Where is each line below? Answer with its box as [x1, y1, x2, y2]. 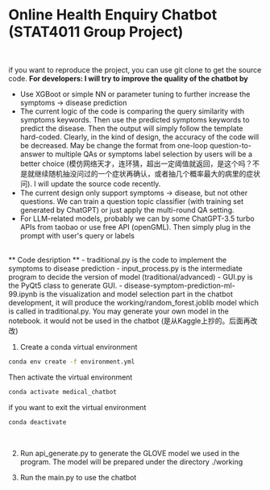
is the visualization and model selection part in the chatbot [39, 289, 234, 299]
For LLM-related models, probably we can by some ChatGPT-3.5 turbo [19, 214, 255, 223]
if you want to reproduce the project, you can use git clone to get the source [8, 64, 262, 74]
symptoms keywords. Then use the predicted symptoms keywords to [19, 114, 250, 124]
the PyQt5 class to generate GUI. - [8, 280, 123, 290]
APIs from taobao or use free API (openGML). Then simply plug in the [19, 222, 251, 231]
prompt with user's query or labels [19, 230, 135, 240]
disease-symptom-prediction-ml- [123, 280, 235, 290]
